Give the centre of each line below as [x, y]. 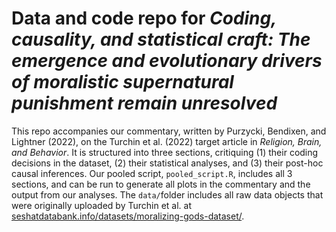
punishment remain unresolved [144, 103]
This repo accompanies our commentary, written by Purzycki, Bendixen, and [169, 131]
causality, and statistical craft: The [161, 39]
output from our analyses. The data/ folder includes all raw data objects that [167, 194]
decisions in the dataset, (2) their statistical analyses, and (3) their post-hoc [167, 163]
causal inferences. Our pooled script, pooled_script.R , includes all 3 [152, 173]
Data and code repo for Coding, [144, 18]
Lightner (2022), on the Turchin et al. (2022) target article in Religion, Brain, [167, 141]
